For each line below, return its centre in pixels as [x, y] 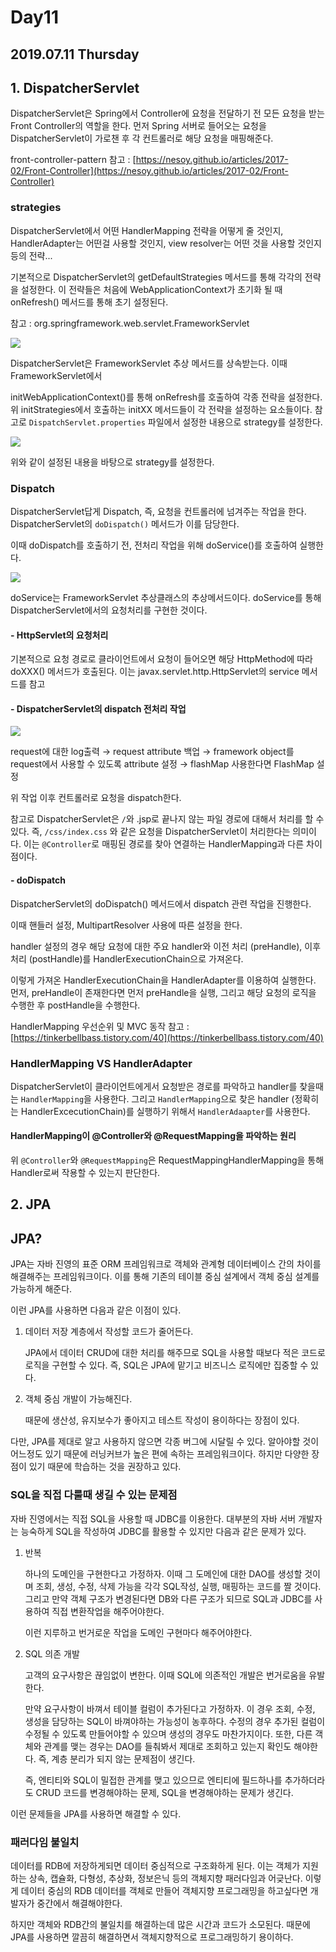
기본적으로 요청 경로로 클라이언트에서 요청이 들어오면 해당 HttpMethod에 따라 [161, 659]
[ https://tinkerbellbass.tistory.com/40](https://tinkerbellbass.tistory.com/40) [167, 1037]
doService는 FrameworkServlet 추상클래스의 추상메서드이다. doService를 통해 [166, 597]
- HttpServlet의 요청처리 [59, 635]
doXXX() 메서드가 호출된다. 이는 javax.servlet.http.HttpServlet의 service [155, 672]
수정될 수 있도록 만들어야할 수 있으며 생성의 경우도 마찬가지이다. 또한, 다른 [168, 1733]
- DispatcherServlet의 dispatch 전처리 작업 [98, 708]
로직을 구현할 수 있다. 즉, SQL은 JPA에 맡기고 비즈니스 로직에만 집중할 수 [166, 1365]
